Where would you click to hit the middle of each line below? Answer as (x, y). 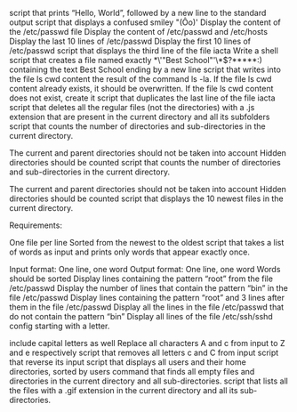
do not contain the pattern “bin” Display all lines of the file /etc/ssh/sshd (141, 316)
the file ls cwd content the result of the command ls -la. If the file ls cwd (140, 79)
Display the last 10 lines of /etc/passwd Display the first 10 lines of (130, 41)
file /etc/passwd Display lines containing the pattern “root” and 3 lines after (147, 298)
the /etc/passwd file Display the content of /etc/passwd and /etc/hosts (139, 32)
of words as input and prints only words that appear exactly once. (130, 252)
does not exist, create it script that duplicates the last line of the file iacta (142, 98)
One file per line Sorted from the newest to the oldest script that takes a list (147, 242)
